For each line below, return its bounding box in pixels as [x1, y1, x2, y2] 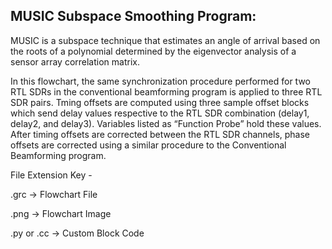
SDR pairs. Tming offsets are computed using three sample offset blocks [10, 96, 310, 108]
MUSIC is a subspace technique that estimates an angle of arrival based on [10, 34, 321, 46]
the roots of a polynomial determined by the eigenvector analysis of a [10, 45, 297, 57]
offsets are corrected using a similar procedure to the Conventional [10, 139, 287, 151]
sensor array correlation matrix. [10, 55, 140, 68]
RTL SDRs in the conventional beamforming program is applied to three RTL [10, 85, 323, 98]
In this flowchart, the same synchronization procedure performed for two [10, 75, 312, 87]
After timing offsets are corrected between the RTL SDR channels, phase [10, 128, 311, 140]
